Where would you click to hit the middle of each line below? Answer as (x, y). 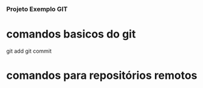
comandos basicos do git (71, 34)
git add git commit (29, 51)
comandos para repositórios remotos (102, 76)
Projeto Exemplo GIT (37, 9)
